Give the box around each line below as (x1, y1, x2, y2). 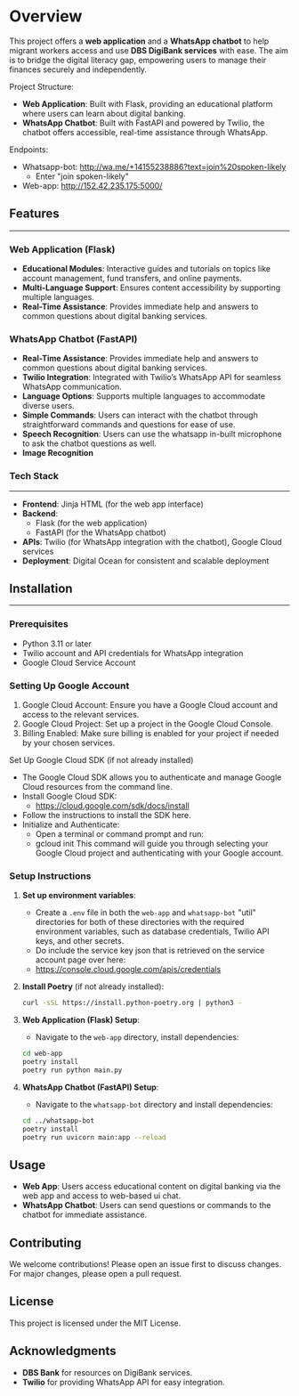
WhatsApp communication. (21, 381, 122, 393)
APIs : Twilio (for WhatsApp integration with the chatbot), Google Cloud (21, 536, 282, 547)
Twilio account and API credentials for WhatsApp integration (21, 647, 244, 658)
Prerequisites (9, 618, 69, 630)
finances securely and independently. (9, 64, 148, 75)
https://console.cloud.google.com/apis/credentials (35, 964, 222, 975)
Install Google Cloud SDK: (21, 791, 117, 802)
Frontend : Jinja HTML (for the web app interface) (21, 499, 204, 509)
